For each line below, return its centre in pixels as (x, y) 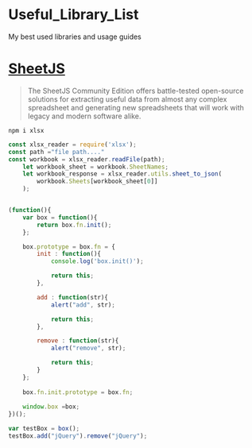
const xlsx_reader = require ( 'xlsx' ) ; (72, 145)
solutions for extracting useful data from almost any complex (127, 99)
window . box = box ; (51, 407)
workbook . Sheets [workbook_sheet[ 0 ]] (97, 182)
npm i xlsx (26, 130)
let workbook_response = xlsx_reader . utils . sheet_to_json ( (122, 174)
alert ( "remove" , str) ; (88, 348)
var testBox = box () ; (44, 429)
